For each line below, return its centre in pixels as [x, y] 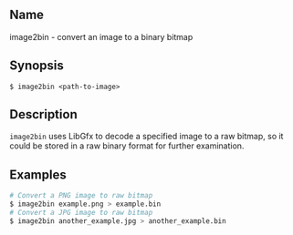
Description [43, 114]
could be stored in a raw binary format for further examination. [127, 146]
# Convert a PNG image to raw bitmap [81, 196]
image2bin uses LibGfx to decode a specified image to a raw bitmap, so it [146, 137]
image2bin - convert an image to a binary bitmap [101, 36]
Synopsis [37, 66]
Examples [38, 174]
